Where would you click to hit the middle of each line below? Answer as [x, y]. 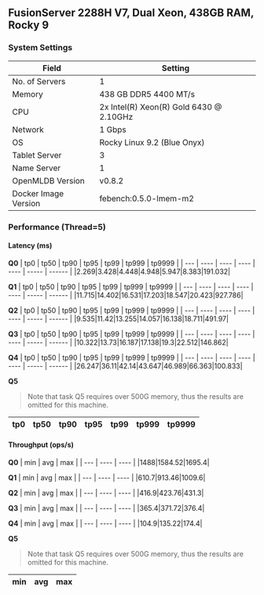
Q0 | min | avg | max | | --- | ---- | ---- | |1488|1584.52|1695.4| [109, 463]
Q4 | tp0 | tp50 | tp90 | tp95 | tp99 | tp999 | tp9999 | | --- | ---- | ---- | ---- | [132, 357]
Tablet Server [37, 155]
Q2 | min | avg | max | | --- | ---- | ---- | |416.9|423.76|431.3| [106, 493]
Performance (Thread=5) [57, 227]
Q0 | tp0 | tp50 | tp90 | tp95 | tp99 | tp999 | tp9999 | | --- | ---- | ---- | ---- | [132, 263]
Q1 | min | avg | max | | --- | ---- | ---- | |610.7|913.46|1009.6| [107, 478]
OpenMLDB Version [48, 180]
